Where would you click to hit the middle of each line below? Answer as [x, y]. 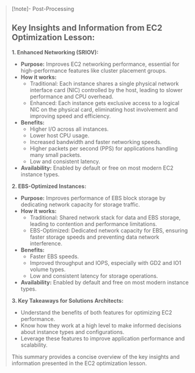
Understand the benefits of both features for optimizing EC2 [96, 312]
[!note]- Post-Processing [43, 9]
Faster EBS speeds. [54, 256]
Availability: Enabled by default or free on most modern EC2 [97, 168]
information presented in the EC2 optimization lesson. [79, 363]
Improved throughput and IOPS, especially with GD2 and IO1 [105, 263]
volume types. [48, 269]
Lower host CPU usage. [60, 135]
